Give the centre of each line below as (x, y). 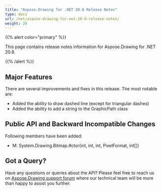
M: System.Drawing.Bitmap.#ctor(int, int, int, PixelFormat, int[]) (76, 145)
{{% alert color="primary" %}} (36, 37)
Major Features (29, 77)
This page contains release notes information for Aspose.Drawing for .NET (81, 47)
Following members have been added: (44, 136)
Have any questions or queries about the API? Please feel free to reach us (80, 173)
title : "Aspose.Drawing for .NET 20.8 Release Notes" (61, 10)
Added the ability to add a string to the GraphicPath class (70, 109)
